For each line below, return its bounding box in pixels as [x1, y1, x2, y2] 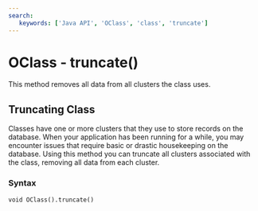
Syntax [8, 178, 37, 189]
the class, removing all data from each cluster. [8, 158, 160, 167]
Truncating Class [8, 103, 96, 116]
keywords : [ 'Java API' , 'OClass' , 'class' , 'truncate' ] [18, 19, 209, 27]
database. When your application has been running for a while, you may [8, 132, 244, 142]
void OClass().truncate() [8, 196, 94, 204]
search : [8, 11, 34, 20]
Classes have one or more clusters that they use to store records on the [8, 124, 244, 134]
